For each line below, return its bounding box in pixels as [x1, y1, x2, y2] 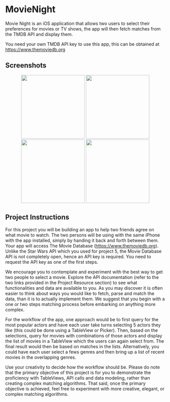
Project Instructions [5, 213, 70, 222]
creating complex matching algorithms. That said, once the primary [5, 380, 146, 386]
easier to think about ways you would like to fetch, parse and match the [5, 290, 155, 296]
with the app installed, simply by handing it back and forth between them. [5, 237, 159, 243]
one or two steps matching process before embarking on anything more [5, 301, 156, 307]
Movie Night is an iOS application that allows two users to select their [5, 20, 150, 26]
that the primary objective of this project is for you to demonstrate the [5, 369, 151, 376]
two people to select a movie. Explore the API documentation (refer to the [5, 274, 159, 280]
